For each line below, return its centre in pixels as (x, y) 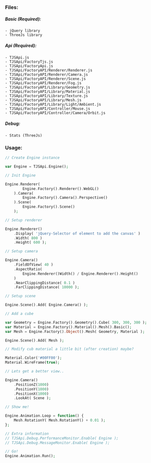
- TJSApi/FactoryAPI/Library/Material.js (48, 92)
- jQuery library (23, 31)
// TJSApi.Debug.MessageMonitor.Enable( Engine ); (57, 443)
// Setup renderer (24, 220)
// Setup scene (20, 296)
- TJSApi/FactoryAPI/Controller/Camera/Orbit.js (55, 113)
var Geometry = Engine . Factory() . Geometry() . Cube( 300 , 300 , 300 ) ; (76, 322)
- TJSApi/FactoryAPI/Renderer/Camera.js (47, 75)
